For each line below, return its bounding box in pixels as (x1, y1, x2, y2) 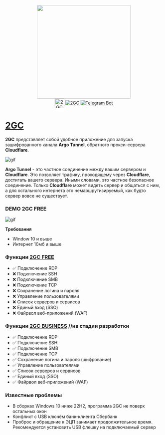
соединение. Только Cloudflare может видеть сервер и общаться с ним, (5, 182, 161, 188)
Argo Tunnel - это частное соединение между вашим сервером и (5, 166, 146, 172)
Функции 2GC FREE (5, 254, 54, 261)
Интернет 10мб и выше (12, 241, 62, 247)
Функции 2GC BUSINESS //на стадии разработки (5, 323, 130, 330)
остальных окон (12, 409, 47, 415)
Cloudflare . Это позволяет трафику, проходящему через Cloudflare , (5, 172, 151, 178)
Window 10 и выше (12, 236, 52, 242)
